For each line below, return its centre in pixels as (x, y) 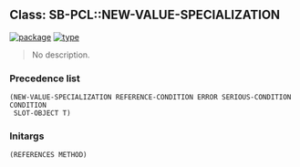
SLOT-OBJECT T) (42, 113)
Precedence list (45, 78)
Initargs (27, 136)
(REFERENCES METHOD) (49, 155)
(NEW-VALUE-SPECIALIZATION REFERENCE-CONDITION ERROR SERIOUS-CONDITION (150, 98)
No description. (61, 55)
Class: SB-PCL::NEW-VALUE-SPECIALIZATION (145, 15)
